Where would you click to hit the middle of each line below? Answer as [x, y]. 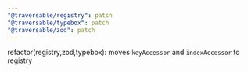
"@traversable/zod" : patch [51, 30]
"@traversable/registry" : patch [60, 15]
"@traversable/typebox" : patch [58, 23]
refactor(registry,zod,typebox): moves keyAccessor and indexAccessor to [124, 53]
